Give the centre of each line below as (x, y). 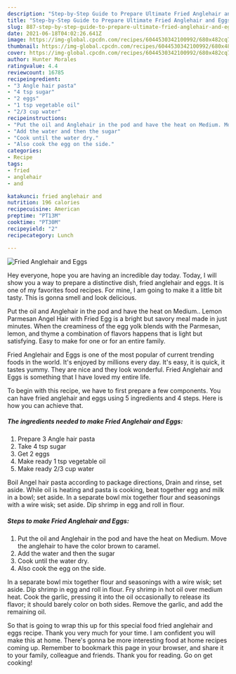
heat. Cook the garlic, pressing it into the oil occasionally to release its (109, 597)
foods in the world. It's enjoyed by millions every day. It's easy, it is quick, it (116, 362)
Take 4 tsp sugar (42, 447)
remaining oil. (27, 612)
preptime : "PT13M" (34, 216)
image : (17, 40)
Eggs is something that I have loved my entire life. (79, 377)
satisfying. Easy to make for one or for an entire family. (86, 341)
